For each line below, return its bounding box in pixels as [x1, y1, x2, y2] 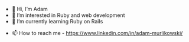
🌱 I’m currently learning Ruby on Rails [11, 18, 103, 24]
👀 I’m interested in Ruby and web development [11, 12, 125, 19]
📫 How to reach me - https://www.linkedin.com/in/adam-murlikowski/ [11, 30, 183, 36]
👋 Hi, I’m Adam [11, 6, 48, 12]
